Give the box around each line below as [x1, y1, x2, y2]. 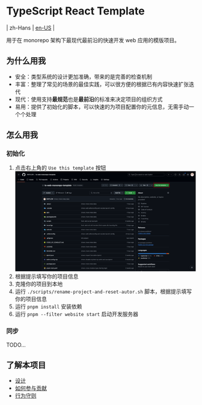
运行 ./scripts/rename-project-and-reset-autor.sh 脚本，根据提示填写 [14, 288, 192, 295]
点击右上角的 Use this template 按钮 [14, 164, 106, 172]
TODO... [6, 341, 26, 348]
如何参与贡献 [14, 385, 47, 392]
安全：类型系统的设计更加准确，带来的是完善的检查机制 [14, 73, 152, 80]
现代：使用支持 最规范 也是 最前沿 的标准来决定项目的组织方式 [14, 95, 163, 103]
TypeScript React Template [6, 4, 145, 18]
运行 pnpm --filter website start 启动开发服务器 [14, 311, 138, 318]
